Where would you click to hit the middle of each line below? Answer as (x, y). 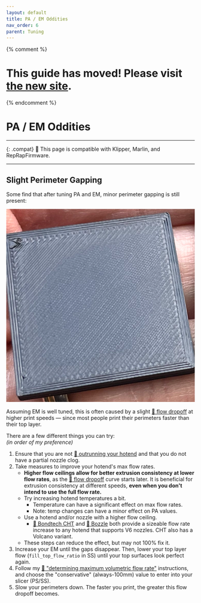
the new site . (39, 86)
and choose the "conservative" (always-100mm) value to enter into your (104, 574)
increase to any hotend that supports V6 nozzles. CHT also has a (113, 530)
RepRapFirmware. (28, 156)
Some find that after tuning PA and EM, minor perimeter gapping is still (93, 194)
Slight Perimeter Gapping (54, 180)
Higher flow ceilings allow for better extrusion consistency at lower (109, 473)
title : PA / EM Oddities (37, 19)
